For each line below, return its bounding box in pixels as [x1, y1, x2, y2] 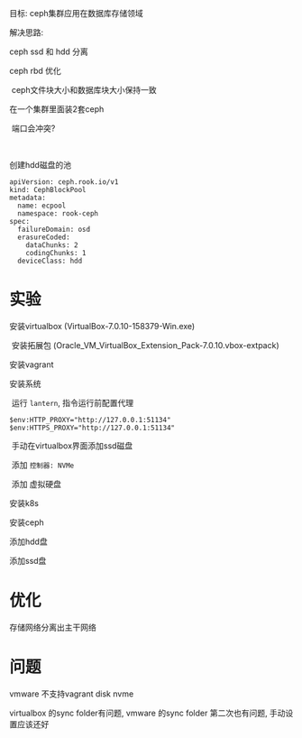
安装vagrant [9, 359, 54, 370]
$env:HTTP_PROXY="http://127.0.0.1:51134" [9, 415, 171, 424]
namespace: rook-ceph [17, 209, 99, 218]
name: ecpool [17, 201, 67, 210]
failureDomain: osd [17, 225, 91, 234]
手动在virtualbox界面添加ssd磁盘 [11, 440, 133, 451]
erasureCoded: [17, 233, 70, 242]
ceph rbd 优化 [9, 66, 61, 76]
